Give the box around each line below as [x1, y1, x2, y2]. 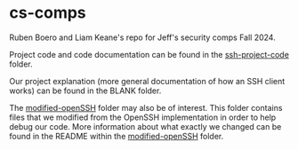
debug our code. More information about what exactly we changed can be [9, 121, 282, 131]
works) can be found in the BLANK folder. [9, 85, 162, 96]
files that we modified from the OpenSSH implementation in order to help [9, 112, 277, 122]
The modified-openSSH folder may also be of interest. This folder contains [9, 102, 283, 113]
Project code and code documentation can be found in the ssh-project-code [9, 49, 289, 59]
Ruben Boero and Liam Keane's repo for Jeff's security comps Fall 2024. [9, 32, 276, 43]
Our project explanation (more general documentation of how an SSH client [9, 75, 286, 86]
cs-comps [9, 3, 86, 23]
